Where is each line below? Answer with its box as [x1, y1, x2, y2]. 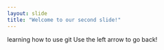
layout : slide [7, 10, 48, 17]
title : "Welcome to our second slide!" [7, 16, 121, 23]
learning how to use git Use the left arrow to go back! [7, 35, 158, 43]
